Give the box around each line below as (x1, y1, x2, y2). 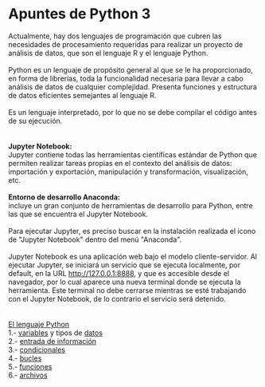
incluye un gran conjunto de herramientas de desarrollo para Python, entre (8, 200, 253, 210)
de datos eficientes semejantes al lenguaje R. (8, 90, 157, 100)
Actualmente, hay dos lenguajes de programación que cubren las (8, 31, 222, 41)
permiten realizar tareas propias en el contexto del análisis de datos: (8, 158, 232, 168)
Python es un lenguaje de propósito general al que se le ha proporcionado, (8, 65, 253, 74)
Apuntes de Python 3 (8, 5, 151, 23)
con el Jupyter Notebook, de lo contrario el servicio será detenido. (8, 294, 227, 303)
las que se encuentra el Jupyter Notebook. (8, 209, 149, 219)
